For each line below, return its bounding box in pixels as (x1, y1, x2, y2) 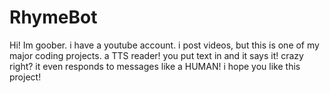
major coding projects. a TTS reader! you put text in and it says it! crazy (9, 49, 304, 61)
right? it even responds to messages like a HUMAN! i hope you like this (9, 60, 301, 72)
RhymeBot (9, 6, 98, 29)
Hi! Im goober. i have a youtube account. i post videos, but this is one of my (9, 39, 320, 51)
